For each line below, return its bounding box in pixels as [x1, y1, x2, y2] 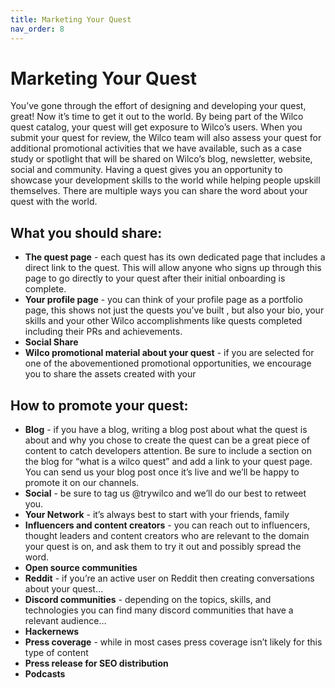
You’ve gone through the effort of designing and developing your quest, [10, 100, 307, 112]
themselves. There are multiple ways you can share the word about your [10, 185, 308, 197]
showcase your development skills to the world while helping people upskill [10, 174, 321, 186]
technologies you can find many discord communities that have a [24, 604, 294, 616]
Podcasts [24, 668, 66, 680]
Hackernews [24, 626, 80, 638]
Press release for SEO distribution [24, 657, 169, 670]
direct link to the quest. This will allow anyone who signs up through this [24, 262, 322, 274]
